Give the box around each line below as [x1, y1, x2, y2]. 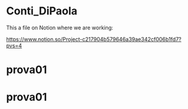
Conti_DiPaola [6, 4, 78, 18]
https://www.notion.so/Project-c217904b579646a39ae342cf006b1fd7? [6, 35, 182, 43]
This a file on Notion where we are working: [6, 24, 113, 31]
